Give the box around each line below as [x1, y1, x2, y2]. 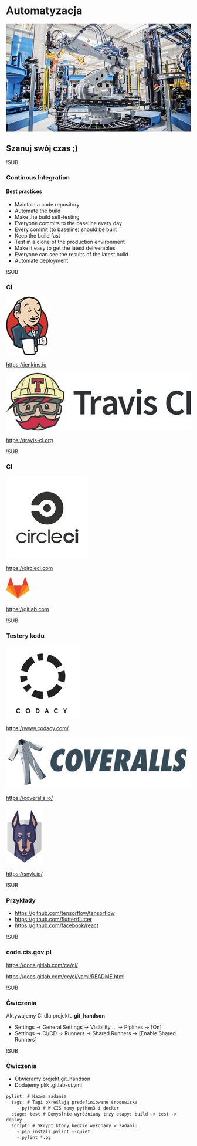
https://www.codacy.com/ [6, 724, 69, 731]
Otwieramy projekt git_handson [14, 1075, 91, 1083]
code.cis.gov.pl [6, 948, 52, 957]
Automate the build [14, 207, 61, 215]
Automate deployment [14, 257, 69, 265]
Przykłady [6, 896, 36, 904]
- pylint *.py [16, 1135, 51, 1141]
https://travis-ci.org [6, 437, 53, 444]
